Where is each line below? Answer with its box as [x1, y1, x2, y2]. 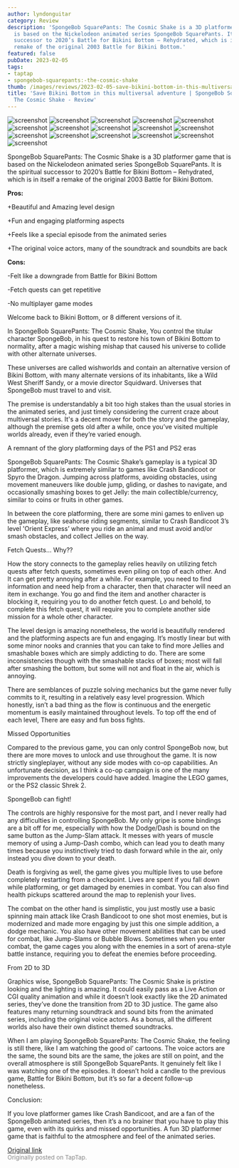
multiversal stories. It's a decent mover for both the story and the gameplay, [7, 415, 230, 423]
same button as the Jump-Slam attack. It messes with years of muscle [7, 831, 213, 840]
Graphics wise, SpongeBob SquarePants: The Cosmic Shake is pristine [7, 977, 215, 986]
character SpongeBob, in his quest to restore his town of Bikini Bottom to [7, 335, 221, 342]
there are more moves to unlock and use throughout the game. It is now [7, 751, 218, 759]
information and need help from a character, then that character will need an [7, 582, 231, 591]
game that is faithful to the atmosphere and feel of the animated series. [7, 1132, 216, 1140]
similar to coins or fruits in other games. [7, 495, 124, 504]
